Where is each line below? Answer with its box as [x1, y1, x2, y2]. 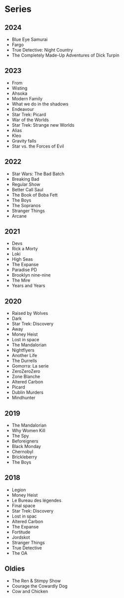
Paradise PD [11, 267, 38, 273]
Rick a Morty [11, 246, 38, 252]
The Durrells [11, 358, 38, 364]
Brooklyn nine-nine [11, 272, 51, 278]
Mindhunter [11, 395, 36, 401]
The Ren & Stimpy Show [11, 578, 61, 584]
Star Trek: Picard [11, 111, 46, 117]
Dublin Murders [11, 389, 44, 395]
